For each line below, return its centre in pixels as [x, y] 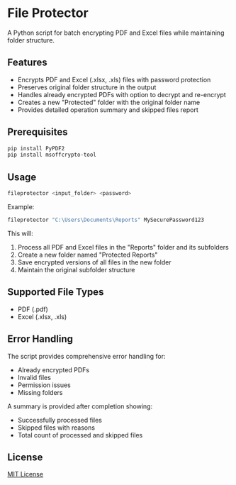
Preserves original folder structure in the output [87, 87]
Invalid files [34, 377]
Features [27, 63]
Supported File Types [56, 292]
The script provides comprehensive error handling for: [86, 356]
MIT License [26, 474]
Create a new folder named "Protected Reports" [88, 255]
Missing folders [40, 392]
